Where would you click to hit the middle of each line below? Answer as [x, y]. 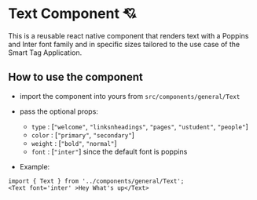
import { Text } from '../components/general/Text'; [96, 181]
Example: [35, 166]
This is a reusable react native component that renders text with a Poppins [128, 35]
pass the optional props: [59, 111]
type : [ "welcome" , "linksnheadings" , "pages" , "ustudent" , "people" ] [140, 126]
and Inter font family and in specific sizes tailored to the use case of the [124, 44]
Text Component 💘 [72, 14]
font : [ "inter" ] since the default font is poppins [109, 151]
